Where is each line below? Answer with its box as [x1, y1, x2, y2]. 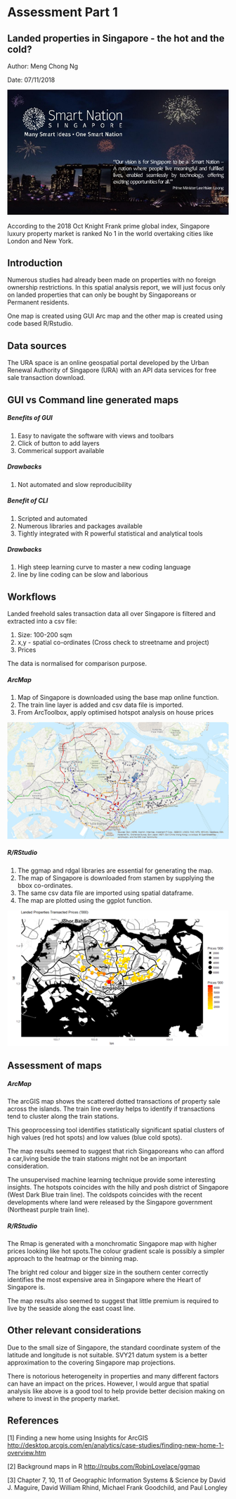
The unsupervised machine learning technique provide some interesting [7, 1176, 216, 1184]
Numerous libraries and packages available [17, 522, 143, 530]
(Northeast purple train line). [7, 1206, 90, 1214]
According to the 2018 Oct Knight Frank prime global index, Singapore [7, 221, 210, 230]
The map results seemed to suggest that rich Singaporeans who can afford [7, 1147, 225, 1155]
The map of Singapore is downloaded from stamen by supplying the [17, 873, 215, 882]
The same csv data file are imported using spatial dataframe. [17, 889, 194, 897]
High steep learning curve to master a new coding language [17, 563, 191, 572]
